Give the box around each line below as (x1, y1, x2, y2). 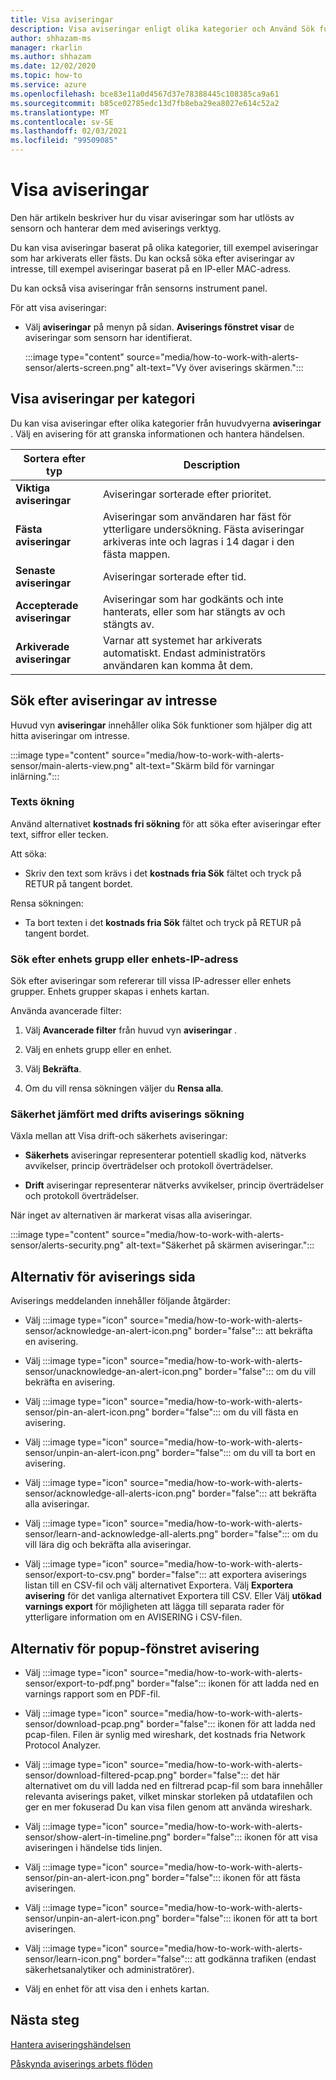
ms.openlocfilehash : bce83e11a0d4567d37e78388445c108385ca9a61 (10, 89, 280, 99)
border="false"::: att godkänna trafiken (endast (123, 1953, 317, 1965)
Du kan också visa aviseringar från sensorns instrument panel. (10, 282, 268, 294)
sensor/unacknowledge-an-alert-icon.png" (24, 1366, 203, 1378)
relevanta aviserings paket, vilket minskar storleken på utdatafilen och (24, 1791, 313, 1803)
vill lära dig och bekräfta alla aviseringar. (24, 1539, 192, 1551)
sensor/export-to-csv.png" (24, 1569, 136, 1581)
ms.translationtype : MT (10, 107, 110, 118)
